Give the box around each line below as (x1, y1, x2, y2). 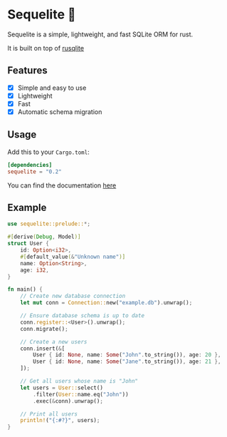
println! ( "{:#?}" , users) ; (20, 417, 100, 424)
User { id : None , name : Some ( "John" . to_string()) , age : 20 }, (33, 351, 221, 359)
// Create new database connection (20, 292, 126, 300)
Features (7, 64, 48, 77)
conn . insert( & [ (20, 345, 65, 352)
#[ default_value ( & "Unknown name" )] (20, 253, 126, 260)
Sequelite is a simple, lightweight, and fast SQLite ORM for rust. (7, 30, 194, 38)
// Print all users (20, 410, 78, 418)
